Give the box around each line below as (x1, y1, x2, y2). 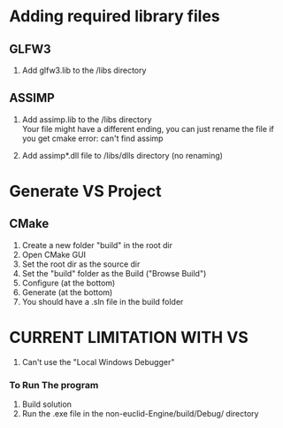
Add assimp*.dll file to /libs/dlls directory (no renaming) (21, 150, 224, 160)
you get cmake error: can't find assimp (21, 133, 164, 144)
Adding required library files (9, 6, 220, 27)
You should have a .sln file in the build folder (21, 296, 184, 307)
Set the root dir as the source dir (21, 259, 141, 269)
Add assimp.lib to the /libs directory (21, 113, 152, 125)
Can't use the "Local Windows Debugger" (21, 356, 175, 367)
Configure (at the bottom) (21, 277, 116, 288)
